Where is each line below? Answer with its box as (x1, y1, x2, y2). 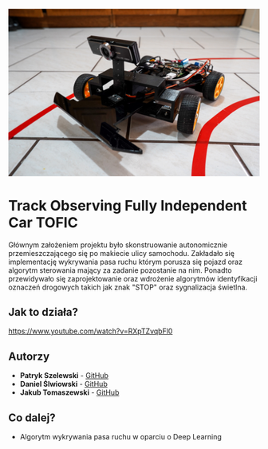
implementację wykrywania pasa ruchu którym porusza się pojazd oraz (8, 257, 243, 266)
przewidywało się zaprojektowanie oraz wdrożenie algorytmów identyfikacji (8, 274, 258, 283)
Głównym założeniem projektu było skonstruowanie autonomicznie (8, 240, 228, 250)
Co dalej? (8, 411, 56, 424)
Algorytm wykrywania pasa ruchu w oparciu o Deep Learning (19, 432, 222, 442)
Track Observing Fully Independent (8, 196, 247, 215)
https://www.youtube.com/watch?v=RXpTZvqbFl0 (8, 326, 173, 336)
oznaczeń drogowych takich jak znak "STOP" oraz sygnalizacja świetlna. (8, 282, 248, 292)
